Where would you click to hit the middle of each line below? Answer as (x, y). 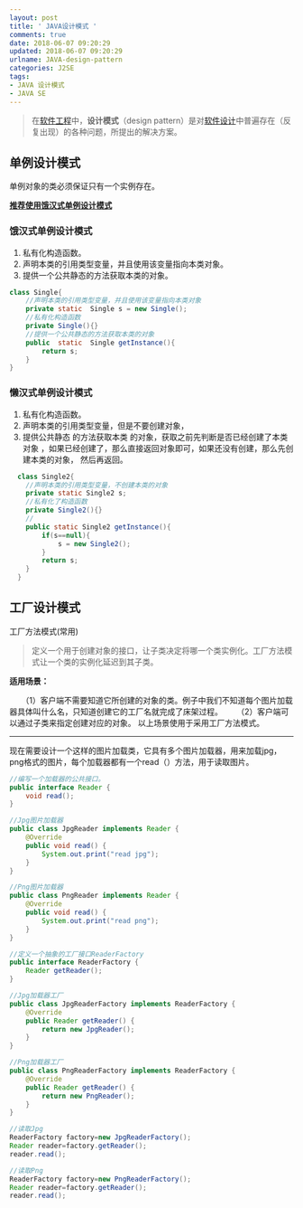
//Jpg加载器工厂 (37, 996)
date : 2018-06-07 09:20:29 (60, 43)
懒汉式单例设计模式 (51, 392)
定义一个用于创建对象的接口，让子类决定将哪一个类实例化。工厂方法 (158, 650)
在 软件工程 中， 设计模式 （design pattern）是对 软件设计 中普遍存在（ (157, 120)
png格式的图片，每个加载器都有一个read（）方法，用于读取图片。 (132, 761)
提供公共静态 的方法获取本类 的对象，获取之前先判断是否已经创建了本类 (155, 437)
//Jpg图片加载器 (37, 821)
